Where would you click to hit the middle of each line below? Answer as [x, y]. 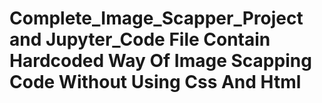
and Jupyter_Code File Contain [140, 39]
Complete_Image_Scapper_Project [156, 18]
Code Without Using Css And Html [155, 82]
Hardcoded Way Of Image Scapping [160, 61]
